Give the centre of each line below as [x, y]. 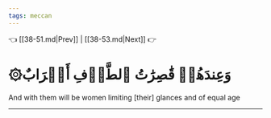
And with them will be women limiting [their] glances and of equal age [124, 97]
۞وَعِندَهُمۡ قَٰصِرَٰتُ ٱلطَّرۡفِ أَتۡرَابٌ [120, 74]
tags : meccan [30, 16]
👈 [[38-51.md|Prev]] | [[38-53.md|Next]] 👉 [83, 39]
